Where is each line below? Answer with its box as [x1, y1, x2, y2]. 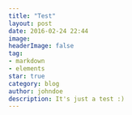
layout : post [8, 19, 53, 28]
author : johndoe [8, 87, 63, 96]
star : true [8, 72, 45, 80]
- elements [8, 65, 45, 73]
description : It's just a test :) [8, 95, 126, 103]
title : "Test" [8, 11, 57, 20]
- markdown [8, 57, 45, 66]
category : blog [8, 79, 60, 87]
